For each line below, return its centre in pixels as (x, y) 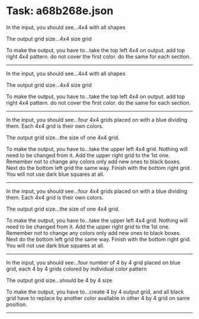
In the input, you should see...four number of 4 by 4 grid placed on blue (93, 262)
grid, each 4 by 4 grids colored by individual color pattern (76, 269)
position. (17, 304)
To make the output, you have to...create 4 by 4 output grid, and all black (95, 292)
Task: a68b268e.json (60, 11)
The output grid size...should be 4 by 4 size (59, 280)
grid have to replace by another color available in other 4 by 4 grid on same (98, 298)
